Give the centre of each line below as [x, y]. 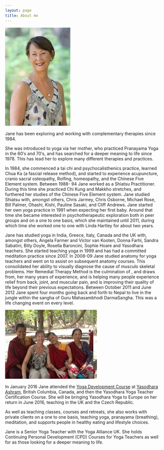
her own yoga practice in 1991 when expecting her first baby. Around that [79, 210]
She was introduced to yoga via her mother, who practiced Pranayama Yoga [82, 148]
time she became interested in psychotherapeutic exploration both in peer [80, 215]
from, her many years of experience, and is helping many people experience [82, 277]
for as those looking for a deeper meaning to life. [54, 442]
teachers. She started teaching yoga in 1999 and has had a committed [76, 251]
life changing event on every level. [40, 303]
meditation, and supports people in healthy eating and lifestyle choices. [77, 422]
